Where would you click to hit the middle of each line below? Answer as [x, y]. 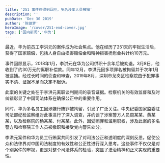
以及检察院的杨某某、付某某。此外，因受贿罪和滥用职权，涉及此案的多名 [87, 121]
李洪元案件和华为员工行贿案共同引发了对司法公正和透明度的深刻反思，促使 [80, 137]
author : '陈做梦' [22, 23]
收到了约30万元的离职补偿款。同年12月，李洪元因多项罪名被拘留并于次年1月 [82, 70]
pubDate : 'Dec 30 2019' [29, 19]
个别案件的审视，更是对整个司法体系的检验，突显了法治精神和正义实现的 [78, 150]
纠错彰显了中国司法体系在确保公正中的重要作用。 [55, 98]
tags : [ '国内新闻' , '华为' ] [30, 32]
